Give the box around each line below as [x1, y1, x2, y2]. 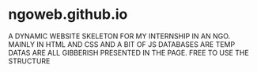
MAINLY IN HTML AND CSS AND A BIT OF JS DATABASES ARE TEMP [8, 39, 236, 49]
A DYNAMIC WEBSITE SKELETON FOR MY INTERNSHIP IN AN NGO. [8, 31, 231, 41]
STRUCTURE [8, 56, 51, 66]
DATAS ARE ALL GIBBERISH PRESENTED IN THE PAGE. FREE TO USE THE [8, 48, 249, 57]
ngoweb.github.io [8, 5, 128, 23]
